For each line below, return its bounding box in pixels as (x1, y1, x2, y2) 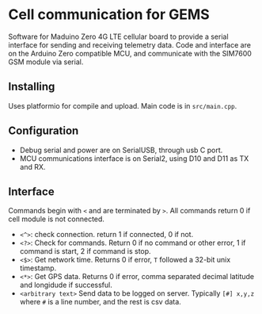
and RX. (19, 162, 46, 171)
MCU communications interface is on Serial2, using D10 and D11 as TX (19, 153, 249, 163)
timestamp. (19, 263, 57, 273)
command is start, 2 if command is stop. (19, 247, 152, 256)
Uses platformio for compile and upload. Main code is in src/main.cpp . (8, 101, 237, 110)
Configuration (8, 124, 79, 138)
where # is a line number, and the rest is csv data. (19, 297, 182, 307)
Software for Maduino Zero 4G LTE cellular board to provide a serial (8, 32, 229, 41)
